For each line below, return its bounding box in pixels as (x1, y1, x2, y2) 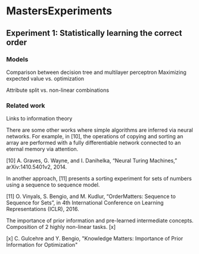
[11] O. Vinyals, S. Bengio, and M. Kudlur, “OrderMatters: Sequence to (6, 193, 176, 200)
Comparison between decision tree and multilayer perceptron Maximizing (6, 69, 186, 76)
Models (6, 55, 29, 63)
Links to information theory (6, 115, 73, 122)
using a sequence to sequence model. (6, 181, 100, 188)
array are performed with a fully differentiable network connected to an (6, 139, 181, 147)
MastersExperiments (6, 4, 112, 18)
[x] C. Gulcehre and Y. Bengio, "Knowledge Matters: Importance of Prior (6, 235, 184, 242)
